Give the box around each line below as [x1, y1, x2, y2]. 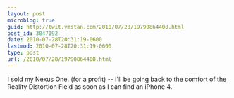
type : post [7, 50, 39, 57]
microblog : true [7, 17, 55, 24]
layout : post [7, 10, 46, 17]
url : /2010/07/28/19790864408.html [7, 56, 112, 63]
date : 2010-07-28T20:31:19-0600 [7, 36, 102, 43]
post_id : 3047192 [7, 29, 58, 37]
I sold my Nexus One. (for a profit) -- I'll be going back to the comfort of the [7, 75, 227, 83]
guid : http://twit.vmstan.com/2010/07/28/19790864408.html [7, 23, 185, 30]
